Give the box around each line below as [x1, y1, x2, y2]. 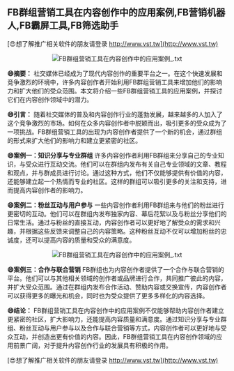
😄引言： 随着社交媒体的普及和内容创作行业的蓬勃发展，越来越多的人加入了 [7, 110, 223, 119]
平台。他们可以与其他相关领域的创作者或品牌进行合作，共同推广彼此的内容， [7, 274, 227, 282]
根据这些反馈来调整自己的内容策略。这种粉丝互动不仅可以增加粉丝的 [25, 227, 221, 235]
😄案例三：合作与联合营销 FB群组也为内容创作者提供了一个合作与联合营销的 [7, 265, 224, 273]
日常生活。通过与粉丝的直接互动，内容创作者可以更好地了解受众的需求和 [7, 218, 214, 227]
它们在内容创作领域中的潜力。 [7, 95, 93, 103]
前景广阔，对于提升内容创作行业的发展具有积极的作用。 [13, 341, 172, 349]
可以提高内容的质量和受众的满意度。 [31, 236, 136, 244]
